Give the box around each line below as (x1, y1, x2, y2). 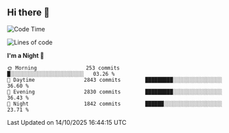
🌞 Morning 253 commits (7, 64, 120, 72)
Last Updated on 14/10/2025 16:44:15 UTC (7, 118, 127, 126)
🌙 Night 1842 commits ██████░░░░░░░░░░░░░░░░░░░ (7, 100, 223, 107)
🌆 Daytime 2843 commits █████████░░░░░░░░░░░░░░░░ (7, 76, 223, 83)
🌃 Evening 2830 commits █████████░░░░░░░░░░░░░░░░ (7, 88, 223, 95)
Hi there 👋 (7, 7, 50, 18)
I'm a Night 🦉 (7, 51, 45, 59)
